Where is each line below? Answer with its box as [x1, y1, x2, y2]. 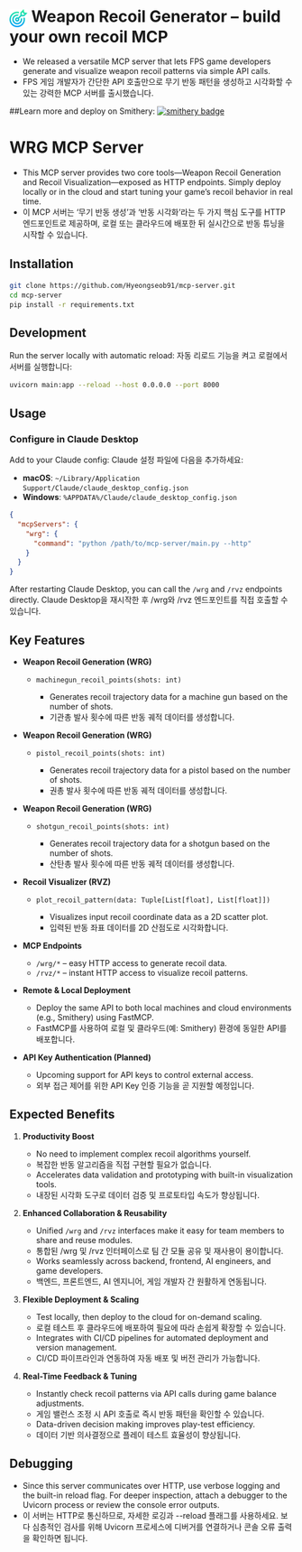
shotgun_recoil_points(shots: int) [35, 822, 169, 832]
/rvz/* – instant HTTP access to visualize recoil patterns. [35, 967, 249, 978]
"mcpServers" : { [17, 519, 78, 529]
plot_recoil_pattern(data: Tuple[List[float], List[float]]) [35, 896, 270, 905]
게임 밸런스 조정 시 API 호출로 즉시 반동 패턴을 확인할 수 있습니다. [35, 1408, 265, 1419]
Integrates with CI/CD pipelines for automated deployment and [35, 1332, 269, 1343]
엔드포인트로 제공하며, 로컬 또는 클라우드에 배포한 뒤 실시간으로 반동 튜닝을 [22, 218, 286, 229]
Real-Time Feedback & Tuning [22, 1371, 138, 1381]
